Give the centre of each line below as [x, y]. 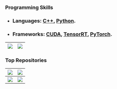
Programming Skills [29, 7]
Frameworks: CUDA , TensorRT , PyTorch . [62, 34]
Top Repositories [26, 60]
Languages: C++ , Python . [44, 20]
